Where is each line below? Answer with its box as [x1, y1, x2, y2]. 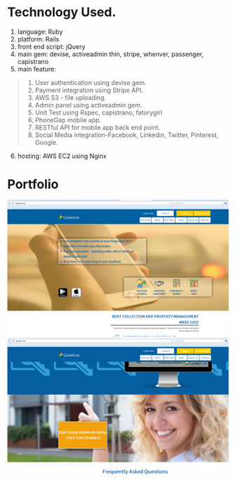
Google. [34, 138, 58, 146]
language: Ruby [17, 27, 63, 36]
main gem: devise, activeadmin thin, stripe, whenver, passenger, [17, 50, 204, 58]
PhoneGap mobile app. [34, 115, 102, 124]
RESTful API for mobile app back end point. [34, 123, 160, 131]
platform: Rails [17, 34, 60, 43]
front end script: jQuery [17, 42, 86, 51]
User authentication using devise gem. [34, 78, 147, 86]
